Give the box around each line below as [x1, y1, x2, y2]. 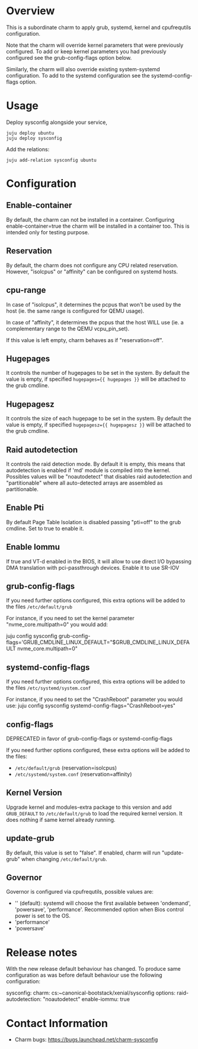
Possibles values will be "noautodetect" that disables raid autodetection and [6, 473, 193, 480]
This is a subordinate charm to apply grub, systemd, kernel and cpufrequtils [6, 24, 191, 31]
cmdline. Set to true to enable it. [6, 525, 84, 532]
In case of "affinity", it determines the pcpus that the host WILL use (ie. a [6, 318, 184, 326]
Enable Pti [6, 503, 44, 513]
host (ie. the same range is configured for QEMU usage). [6, 307, 145, 314]
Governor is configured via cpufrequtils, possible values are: [6, 888, 154, 895]
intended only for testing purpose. [6, 228, 90, 235]
